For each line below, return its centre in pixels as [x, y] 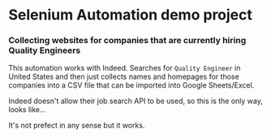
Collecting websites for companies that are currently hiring [127, 41]
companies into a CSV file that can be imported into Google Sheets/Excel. [131, 85]
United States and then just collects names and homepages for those [124, 77]
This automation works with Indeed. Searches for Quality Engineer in [125, 68]
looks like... [27, 110]
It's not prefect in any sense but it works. [77, 125]
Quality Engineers [45, 50]
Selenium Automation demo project [131, 15]
